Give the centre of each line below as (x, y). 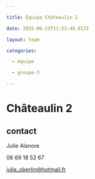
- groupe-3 (26, 73)
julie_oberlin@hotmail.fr (36, 169)
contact (21, 131)
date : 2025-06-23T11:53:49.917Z (47, 28)
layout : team (23, 40)
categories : (21, 51)
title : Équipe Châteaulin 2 (42, 17)
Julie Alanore (23, 146)
